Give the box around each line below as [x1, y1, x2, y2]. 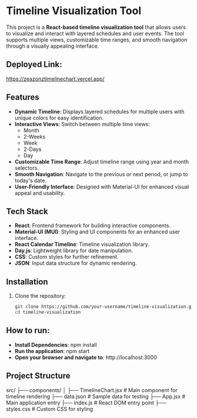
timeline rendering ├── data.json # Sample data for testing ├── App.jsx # [6, 393, 186, 400]
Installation [6, 277, 48, 287]
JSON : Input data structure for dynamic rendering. [14, 259, 137, 266]
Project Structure [6, 371, 71, 381]
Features [6, 93, 39, 103]
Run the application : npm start [14, 347, 90, 354]
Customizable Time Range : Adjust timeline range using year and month [14, 158, 189, 165]
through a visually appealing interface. [6, 42, 99, 50]
